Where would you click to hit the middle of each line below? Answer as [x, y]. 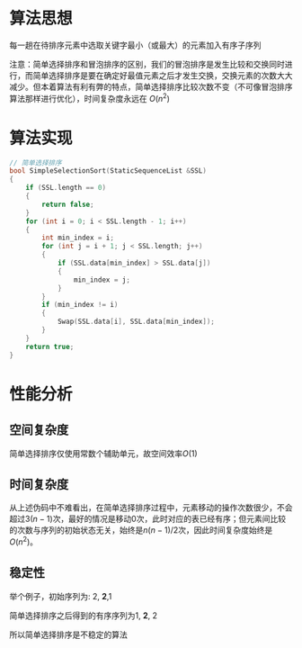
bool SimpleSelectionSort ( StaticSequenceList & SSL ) [108, 171]
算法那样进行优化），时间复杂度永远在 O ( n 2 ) [90, 97]
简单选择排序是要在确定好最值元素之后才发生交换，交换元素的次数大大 [163, 75]
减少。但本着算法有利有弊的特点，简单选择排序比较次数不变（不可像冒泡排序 [151, 86]
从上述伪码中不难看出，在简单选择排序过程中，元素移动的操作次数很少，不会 [151, 508]
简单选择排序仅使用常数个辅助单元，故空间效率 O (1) [103, 453]
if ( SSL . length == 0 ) [66, 188]
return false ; [68, 204]
